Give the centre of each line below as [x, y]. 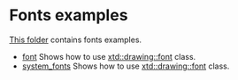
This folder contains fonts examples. [76, 40]
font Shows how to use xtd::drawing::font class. [109, 56]
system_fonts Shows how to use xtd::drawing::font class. [126, 66]
